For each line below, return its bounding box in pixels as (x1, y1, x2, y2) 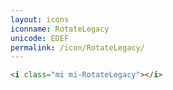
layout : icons (10, 14, 70, 25)
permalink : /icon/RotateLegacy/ (10, 42, 145, 53)
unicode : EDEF (10, 33, 70, 43)
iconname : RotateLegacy (10, 24, 110, 34)
